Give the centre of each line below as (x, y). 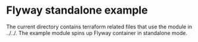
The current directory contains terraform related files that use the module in (99, 27)
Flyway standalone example (77, 10)
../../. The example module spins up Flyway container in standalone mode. (97, 33)
